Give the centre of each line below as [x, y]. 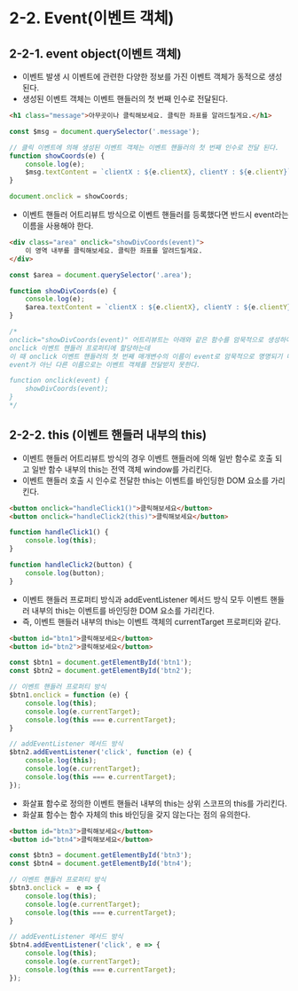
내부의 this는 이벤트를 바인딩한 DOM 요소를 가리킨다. [123, 610]
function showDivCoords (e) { [63, 291]
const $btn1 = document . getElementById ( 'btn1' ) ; [101, 663]
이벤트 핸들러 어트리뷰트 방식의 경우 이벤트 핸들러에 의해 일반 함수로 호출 [147, 458]
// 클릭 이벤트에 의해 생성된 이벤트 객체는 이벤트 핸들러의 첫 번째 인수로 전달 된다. [144, 147]
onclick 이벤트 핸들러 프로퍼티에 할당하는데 [80, 348]
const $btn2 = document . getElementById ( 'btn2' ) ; [101, 671]
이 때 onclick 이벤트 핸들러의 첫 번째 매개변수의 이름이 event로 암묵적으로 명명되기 [146, 356]
